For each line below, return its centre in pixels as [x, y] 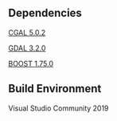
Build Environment [55, 89]
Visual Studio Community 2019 [58, 108]
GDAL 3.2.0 [27, 48]
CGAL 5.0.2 [27, 32]
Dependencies [45, 13]
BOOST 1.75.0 [31, 63]
